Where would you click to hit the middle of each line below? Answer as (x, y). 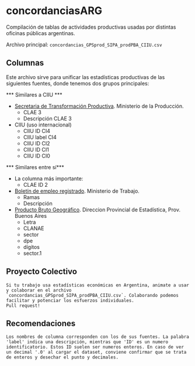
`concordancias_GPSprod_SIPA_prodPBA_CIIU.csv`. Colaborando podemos (93, 295)
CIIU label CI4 (40, 137)
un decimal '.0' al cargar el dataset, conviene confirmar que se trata (96, 353)
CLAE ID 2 (36, 184)
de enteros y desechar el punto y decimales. (62, 358)
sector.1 (32, 253)
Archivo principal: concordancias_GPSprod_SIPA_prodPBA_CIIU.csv (84, 45)
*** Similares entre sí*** (35, 167)
